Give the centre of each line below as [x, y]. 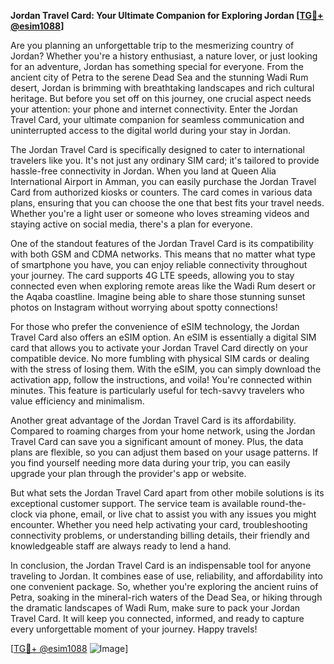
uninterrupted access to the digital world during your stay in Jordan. [150, 130]
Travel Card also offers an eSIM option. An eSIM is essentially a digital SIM [163, 337]
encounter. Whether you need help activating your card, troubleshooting [159, 524]
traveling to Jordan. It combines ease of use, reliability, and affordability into [166, 576]
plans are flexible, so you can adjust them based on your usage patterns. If [164, 452]
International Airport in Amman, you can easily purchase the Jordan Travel [163, 181]
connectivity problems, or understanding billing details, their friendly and [160, 535]
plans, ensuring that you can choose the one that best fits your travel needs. [167, 203]
